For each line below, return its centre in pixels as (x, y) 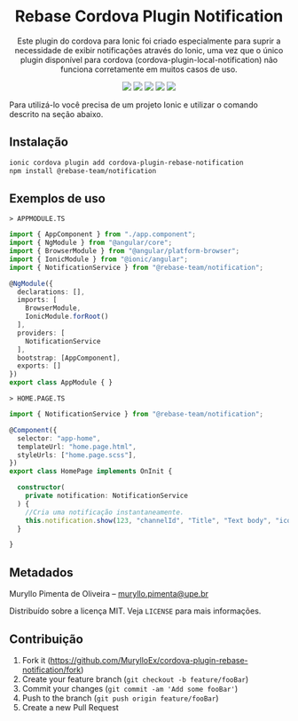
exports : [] (39, 366)
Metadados (41, 572)
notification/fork (51, 669)
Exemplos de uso (58, 198)
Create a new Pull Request (71, 707)
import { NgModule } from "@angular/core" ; (91, 243)
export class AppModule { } (61, 383)
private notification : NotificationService (107, 496)
